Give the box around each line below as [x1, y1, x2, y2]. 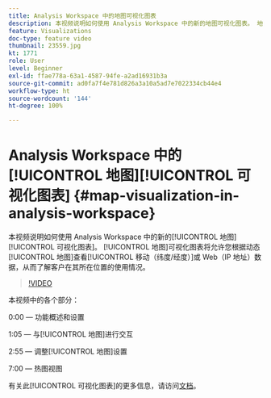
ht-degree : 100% [8, 102, 63, 110]
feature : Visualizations [8, 27, 92, 35]
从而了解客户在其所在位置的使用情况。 [22, 262, 150, 272]
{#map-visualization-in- [73, 186, 240, 205]
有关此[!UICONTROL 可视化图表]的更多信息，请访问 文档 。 [8, 381, 201, 391]
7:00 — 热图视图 [8, 364, 63, 374]
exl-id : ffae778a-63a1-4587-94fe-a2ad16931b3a [8, 72, 168, 80]
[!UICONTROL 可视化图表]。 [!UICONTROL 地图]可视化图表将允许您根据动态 [8, 242, 261, 252]
